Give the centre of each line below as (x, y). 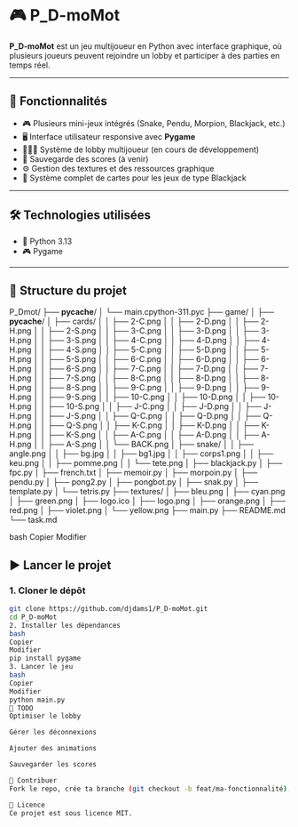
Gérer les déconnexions (53, 733)
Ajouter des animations (53, 749)
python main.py (37, 700)
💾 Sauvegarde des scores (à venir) (85, 158)
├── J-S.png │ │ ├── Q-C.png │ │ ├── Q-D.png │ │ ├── (154, 416)
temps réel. (30, 65)
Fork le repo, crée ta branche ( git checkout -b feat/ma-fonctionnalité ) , (150, 789)
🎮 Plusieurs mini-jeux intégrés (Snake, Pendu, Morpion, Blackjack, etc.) (153, 123)
